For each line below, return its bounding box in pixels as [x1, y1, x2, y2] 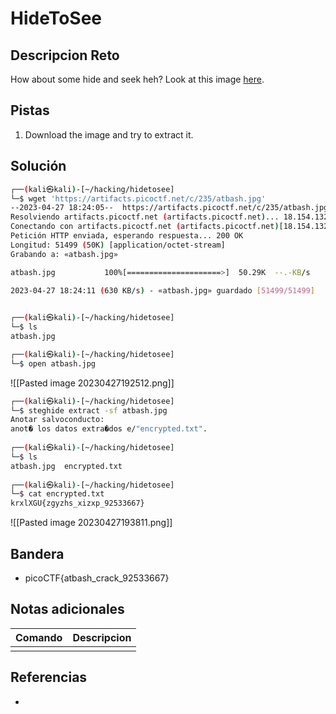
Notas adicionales [10, 601, 125, 618]
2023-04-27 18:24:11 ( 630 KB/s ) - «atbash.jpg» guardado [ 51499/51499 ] [10, 285, 315, 296]
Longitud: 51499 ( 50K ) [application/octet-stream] [10, 240, 226, 250]
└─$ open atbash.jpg [10, 358, 97, 369]
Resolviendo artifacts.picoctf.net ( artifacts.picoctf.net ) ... [10, 212, 280, 222]
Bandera [10, 545, 65, 562]
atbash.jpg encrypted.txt [10, 461, 123, 471]
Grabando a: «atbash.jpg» [10, 249, 118, 259]
